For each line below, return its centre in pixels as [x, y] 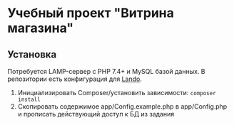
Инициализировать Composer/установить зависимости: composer [117, 93]
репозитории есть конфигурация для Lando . [75, 79]
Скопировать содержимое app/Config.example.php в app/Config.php [122, 107]
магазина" [41, 28]
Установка [32, 54]
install [29, 99]
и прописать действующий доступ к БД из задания [96, 114]
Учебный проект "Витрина [91, 13]
